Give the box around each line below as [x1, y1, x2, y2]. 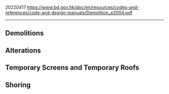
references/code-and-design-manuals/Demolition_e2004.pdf [5, 10, 133, 16]
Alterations [5, 46, 41, 55]
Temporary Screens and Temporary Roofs [5, 63, 139, 72]
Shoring [5, 80, 31, 89]
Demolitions [5, 29, 44, 37]
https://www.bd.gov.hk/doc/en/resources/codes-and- [27, 5, 139, 10]
